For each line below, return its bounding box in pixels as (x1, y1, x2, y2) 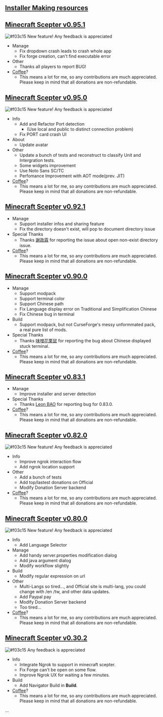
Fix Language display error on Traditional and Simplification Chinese (19, 306, 157, 312)
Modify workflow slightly (19, 563, 69, 569)
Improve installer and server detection (19, 391, 96, 397)
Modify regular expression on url (19, 573, 85, 579)
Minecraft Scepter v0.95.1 (5, 21, 85, 29)
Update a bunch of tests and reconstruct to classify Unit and (19, 152, 142, 158)
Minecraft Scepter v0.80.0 (5, 514, 88, 523)
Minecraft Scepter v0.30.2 (5, 634, 88, 642)
